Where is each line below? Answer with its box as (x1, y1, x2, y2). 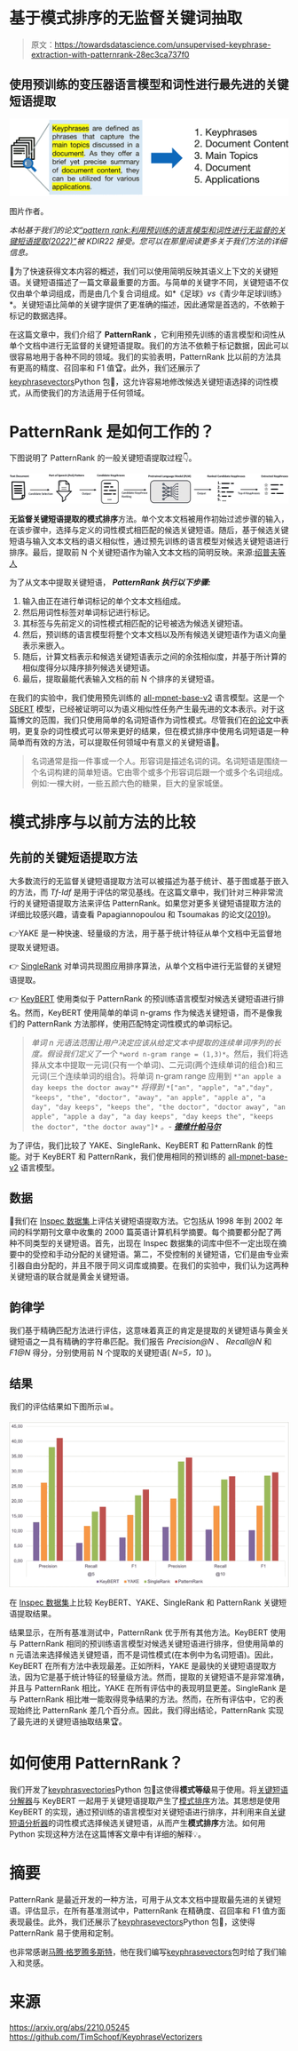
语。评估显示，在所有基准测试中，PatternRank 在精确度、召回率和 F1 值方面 (9, 1905, 286, 1916)
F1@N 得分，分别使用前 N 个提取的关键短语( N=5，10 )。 (9, 1347, 217, 1358)
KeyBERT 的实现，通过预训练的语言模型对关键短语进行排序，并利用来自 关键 (9, 1806, 286, 1817)
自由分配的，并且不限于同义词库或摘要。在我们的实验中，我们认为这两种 (24, 1260, 289, 1271)
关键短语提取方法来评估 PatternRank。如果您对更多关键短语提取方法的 (24, 898, 282, 908)
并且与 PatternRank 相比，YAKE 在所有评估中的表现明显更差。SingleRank (9, 1682, 277, 1693)
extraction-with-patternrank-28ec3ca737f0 (30, 49, 190, 60)
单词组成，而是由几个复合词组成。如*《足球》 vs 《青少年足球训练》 (39, 288, 286, 299)
